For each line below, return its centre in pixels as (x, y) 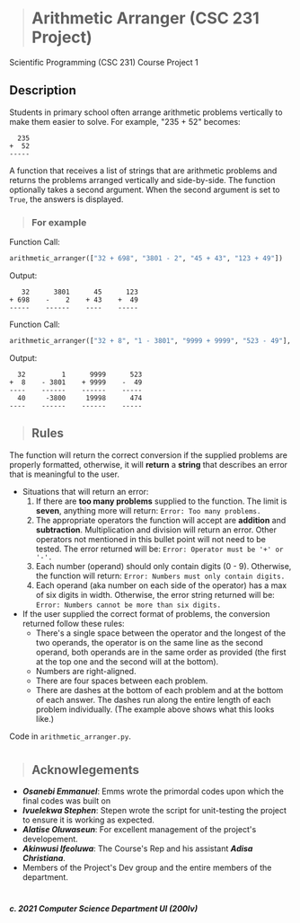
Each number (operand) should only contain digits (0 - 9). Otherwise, (163, 566)
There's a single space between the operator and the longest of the (160, 633)
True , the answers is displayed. (66, 199)
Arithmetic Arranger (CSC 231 (146, 18)
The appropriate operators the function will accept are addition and (161, 520)
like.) (45, 718)
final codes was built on (66, 801)
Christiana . (44, 858)
